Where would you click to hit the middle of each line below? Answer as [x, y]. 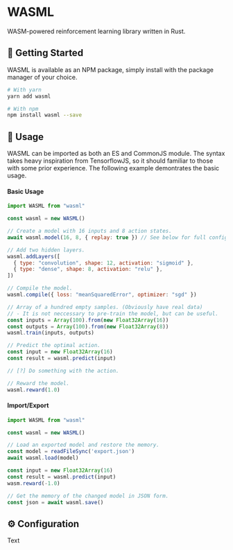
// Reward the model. [38, 383]
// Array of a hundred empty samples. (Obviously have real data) [105, 307]
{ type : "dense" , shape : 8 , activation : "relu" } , [88, 269]
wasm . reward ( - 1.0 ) [34, 483]
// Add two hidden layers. [46, 250]
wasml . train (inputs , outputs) [51, 333]
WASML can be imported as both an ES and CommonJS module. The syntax [116, 154]
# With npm [23, 109]
